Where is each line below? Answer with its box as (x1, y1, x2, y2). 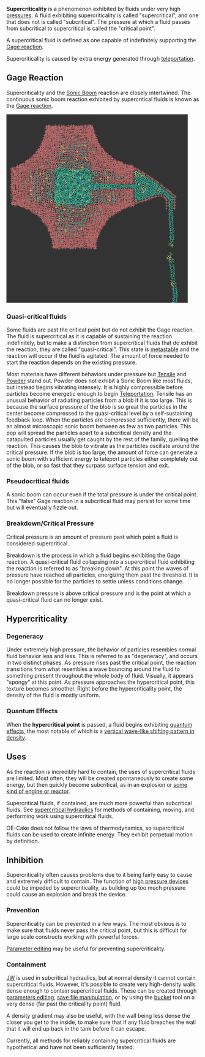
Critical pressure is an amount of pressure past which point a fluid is (6, 533, 179, 540)
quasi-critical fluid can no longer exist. (6, 596, 103, 603)
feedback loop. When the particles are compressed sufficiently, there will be (6, 416, 199, 423)
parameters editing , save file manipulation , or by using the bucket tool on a (6, 993, 195, 1001)
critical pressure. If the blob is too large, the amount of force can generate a (6, 449, 198, 456)
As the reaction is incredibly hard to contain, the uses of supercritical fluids (6, 768, 196, 775)
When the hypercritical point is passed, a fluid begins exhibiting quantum (6, 721, 193, 728)
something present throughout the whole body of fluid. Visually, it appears (6, 672, 194, 680)
